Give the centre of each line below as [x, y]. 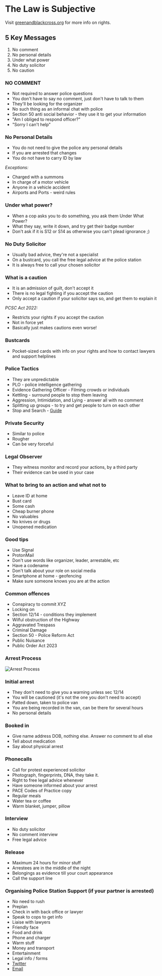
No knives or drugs [31, 521]
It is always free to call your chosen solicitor [56, 265]
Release [15, 852]
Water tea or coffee [31, 801]
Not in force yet [28, 323]
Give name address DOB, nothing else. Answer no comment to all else [82, 736]
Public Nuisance [28, 641]
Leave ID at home [30, 496]
